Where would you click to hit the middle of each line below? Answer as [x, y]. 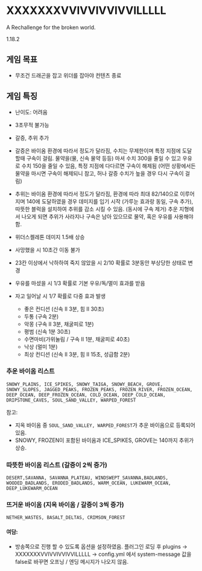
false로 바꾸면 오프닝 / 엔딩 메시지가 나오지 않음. [72, 561]
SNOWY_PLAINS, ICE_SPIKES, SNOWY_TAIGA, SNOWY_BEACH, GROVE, [85, 384]
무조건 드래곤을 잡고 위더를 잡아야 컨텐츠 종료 [68, 75]
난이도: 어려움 [31, 112]
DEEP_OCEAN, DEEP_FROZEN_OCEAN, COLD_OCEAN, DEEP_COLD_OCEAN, [86, 395]
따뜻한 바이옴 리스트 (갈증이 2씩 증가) [57, 465]
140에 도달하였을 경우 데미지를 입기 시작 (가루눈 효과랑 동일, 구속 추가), [110, 201]
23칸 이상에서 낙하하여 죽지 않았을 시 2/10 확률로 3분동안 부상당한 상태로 [101, 262]
